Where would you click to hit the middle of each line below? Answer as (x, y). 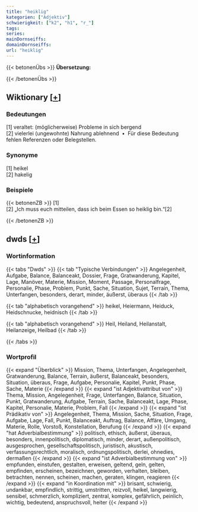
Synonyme (22, 155)
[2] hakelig (19, 174)
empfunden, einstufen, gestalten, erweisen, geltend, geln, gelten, (86, 464)
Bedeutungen (26, 115)
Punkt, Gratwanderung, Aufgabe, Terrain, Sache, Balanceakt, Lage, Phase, (97, 402)
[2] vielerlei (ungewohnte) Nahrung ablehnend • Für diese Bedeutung (92, 134)
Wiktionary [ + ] (33, 98)
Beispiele (20, 189)
